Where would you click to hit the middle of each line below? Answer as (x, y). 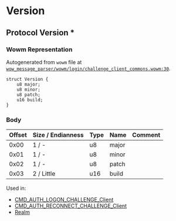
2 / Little (44, 174)
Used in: (16, 188)
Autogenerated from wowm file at (44, 62)
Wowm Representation (39, 50)
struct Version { (27, 79)
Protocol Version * (40, 33)
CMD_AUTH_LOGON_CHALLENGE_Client (64, 200)
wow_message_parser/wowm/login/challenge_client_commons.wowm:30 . (88, 68)
